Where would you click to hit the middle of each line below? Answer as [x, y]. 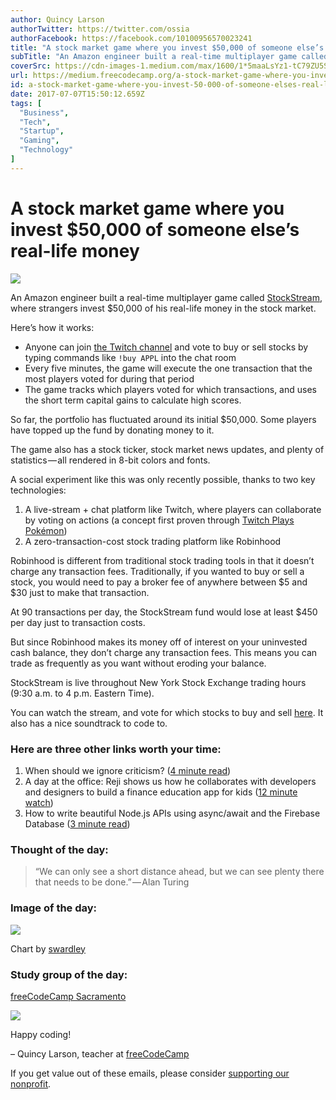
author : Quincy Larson [57, 19]
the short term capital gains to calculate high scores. [133, 400]
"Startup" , [42, 131]
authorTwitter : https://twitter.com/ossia [100, 29]
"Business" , [44, 112]
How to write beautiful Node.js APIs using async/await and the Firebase [172, 813]
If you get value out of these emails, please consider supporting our [150, 1073]
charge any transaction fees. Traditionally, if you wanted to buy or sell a [157, 571]
